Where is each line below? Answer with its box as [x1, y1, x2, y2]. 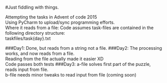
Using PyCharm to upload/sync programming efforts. [5, 20, 115, 25]
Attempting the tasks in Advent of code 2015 [5, 14, 97, 20]
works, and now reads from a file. [5, 50, 75, 56]
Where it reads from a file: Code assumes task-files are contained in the [5, 25, 154, 31]
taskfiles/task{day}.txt [5, 35, 51, 41]
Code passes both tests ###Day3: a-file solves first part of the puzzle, [5, 61, 151, 67]
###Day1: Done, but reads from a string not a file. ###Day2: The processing [5, 45, 162, 51]
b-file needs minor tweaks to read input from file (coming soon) [5, 72, 136, 77]
